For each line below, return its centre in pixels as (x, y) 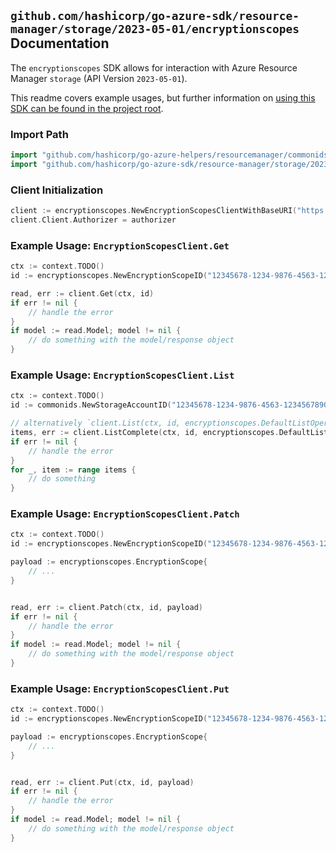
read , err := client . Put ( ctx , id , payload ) (102, 782)
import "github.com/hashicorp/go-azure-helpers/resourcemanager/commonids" (171, 155)
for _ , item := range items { (73, 470)
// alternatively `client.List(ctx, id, (96, 423)
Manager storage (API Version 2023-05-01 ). (99, 78)
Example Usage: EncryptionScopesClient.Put (120, 688)
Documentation (60, 43)
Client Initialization (57, 190)
